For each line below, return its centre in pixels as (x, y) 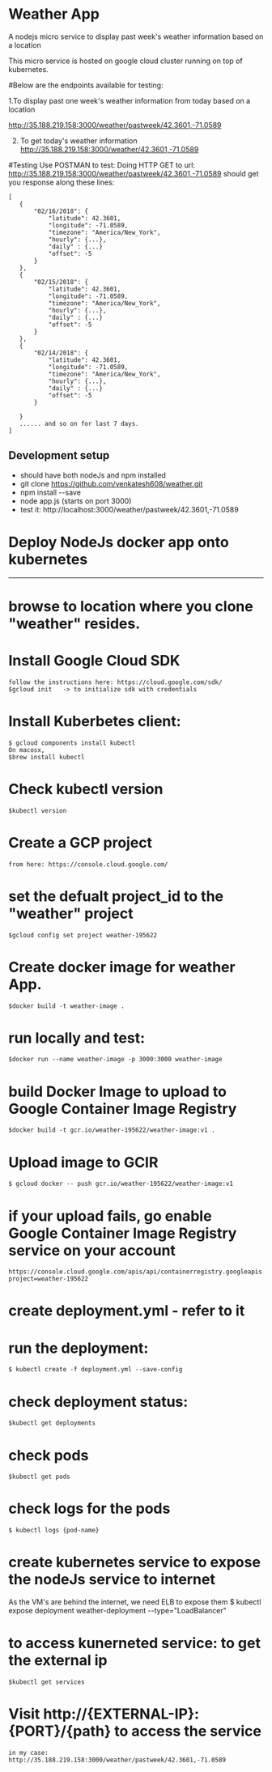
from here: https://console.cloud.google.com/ (88, 864)
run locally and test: (77, 1038)
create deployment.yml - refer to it (127, 1311)
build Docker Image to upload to (117, 1092)
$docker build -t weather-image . (67, 1006)
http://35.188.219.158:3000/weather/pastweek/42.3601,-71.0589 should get (134, 173)
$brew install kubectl (47, 757)
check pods (49, 1455)
